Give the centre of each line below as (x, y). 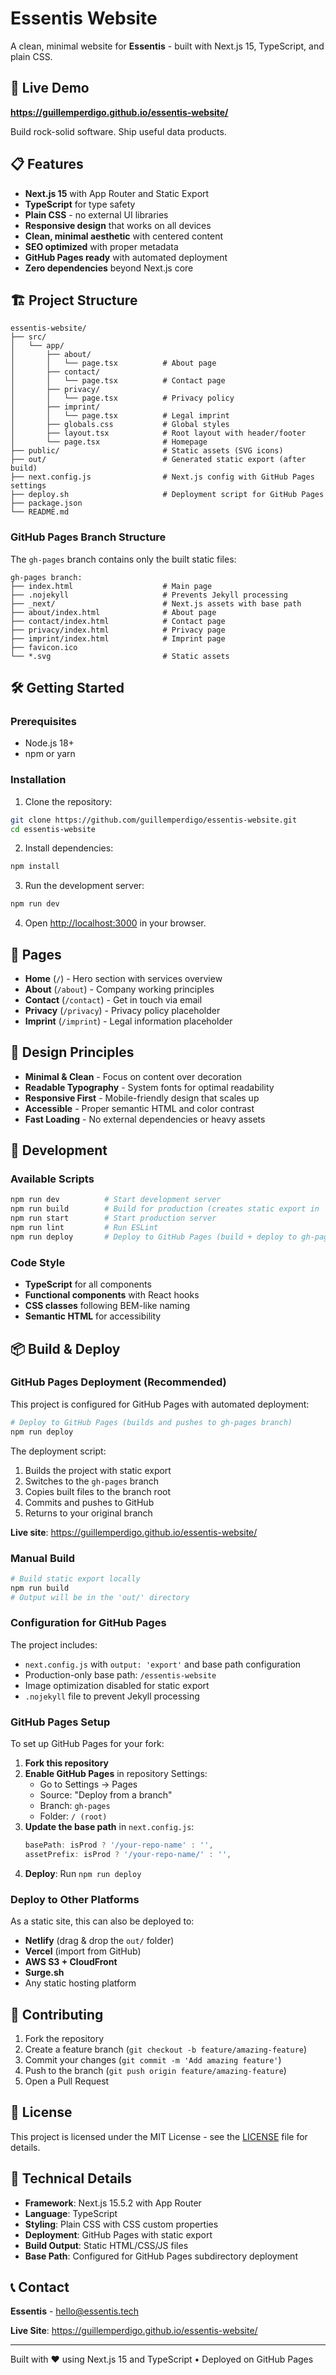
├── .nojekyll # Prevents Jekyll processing (149, 595)
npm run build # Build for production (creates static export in (165, 1209)
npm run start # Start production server (113, 1218)
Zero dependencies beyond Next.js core (109, 268)
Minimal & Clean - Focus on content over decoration (133, 1076)
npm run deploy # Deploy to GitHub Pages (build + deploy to (154, 1237)
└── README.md (40, 512)
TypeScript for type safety (80, 204)
